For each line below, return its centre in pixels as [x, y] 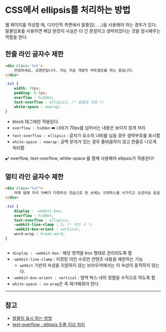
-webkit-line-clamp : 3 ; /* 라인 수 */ [53, 225]
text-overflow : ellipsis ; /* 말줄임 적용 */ [59, 102]
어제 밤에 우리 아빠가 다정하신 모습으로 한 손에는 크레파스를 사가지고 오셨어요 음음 [87, 193]
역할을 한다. [17, 37]
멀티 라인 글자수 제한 [34, 176]
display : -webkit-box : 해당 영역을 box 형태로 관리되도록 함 [72, 253]
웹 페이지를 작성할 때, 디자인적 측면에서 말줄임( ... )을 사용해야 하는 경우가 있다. [81, 25]
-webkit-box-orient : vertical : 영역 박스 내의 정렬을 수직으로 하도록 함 [84, 277]
